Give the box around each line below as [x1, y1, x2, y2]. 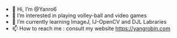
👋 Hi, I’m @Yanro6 [11, 6, 57, 12]
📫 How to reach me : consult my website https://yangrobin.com [11, 25, 171, 32]
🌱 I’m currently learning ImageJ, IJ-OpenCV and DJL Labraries [11, 18, 167, 25]
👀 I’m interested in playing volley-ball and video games [11, 12, 147, 19]
